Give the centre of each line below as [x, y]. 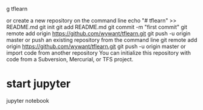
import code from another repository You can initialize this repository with [99, 53]
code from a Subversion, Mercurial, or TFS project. [70, 59]
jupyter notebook [28, 100]
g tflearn [17, 9]
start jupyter [39, 84]
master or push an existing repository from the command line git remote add [102, 40]
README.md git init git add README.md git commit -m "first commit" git [97, 27]
